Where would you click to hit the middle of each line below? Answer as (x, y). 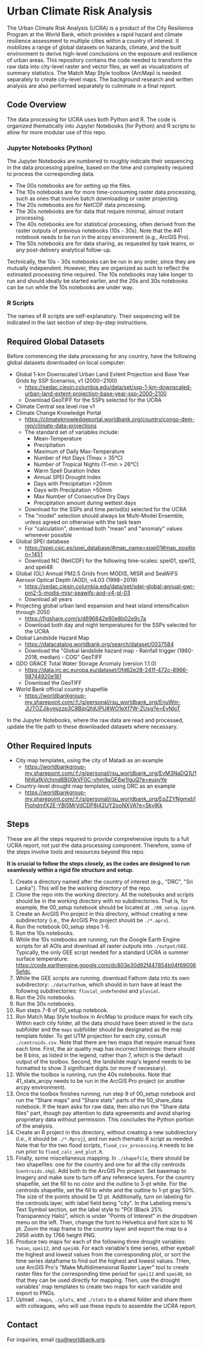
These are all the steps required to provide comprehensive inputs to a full (98, 838)
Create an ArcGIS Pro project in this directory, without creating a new (101, 913)
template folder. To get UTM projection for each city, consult (91, 1036)
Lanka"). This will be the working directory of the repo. (84, 888)
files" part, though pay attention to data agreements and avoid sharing (103, 1113)
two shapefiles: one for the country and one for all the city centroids (100, 1164)
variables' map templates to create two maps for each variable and (99, 1286)
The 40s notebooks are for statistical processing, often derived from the (105, 224)
